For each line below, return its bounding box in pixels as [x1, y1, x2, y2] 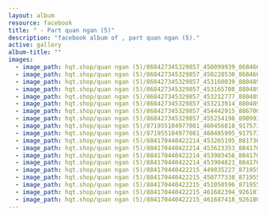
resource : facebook [8, 19, 73, 27]
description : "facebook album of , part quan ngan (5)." [8, 33, 200, 42]
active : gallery [8, 41, 62, 49]
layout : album [8, 11, 55, 20]
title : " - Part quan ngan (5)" [8, 26, 115, 34]
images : [8, 56, 34, 64]
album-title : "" [8, 48, 62, 56]
